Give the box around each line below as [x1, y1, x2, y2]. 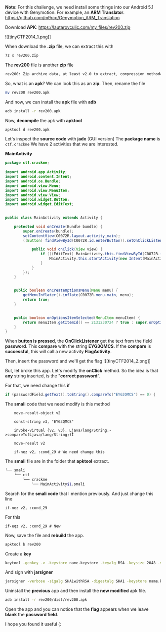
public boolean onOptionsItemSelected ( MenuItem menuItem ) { [14, 315, 140, 320]
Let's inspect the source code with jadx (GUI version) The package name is [5, 136, 161, 142]
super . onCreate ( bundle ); [23, 228, 74, 234]
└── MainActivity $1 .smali [31, 482, 85, 487]
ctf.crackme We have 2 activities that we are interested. [5, 141, 119, 147]
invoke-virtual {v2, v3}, [14, 428, 68, 433]
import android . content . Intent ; [5, 174, 72, 179]
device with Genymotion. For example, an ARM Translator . [5, 9, 125, 15]
